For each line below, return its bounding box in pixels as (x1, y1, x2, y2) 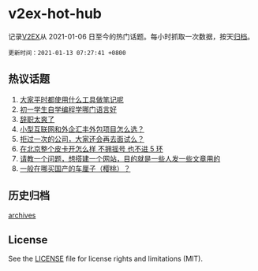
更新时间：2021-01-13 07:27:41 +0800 (8, 49, 126, 57)
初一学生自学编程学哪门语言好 (19, 104, 117, 114)
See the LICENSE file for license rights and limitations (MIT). (8, 254, 204, 264)
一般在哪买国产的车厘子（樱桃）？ (19, 163, 131, 173)
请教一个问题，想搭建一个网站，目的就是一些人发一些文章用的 (19, 154, 221, 163)
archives (8, 210, 36, 220)
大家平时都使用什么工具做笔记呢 (19, 95, 124, 104)
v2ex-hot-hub (8, 5, 103, 23)
